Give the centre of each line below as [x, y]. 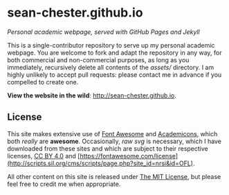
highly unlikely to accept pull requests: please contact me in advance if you [114, 75]
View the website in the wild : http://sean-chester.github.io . [92, 95]
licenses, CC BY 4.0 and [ [44, 156]
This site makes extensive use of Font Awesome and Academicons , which [112, 133]
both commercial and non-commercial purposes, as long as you [98, 59]
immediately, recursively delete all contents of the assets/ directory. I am [111, 67]
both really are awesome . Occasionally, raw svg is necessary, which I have [114, 141]
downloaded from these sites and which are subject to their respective [108, 148]
